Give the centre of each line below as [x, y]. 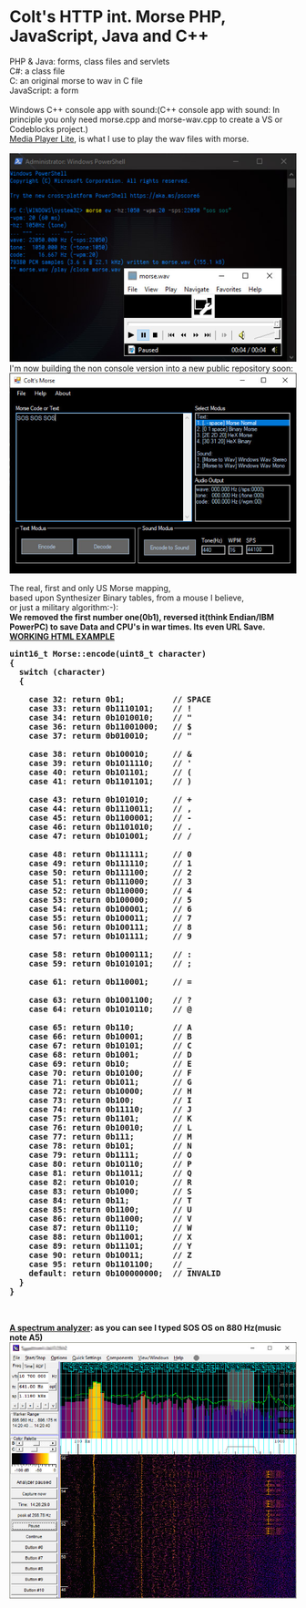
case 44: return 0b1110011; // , [111, 809]
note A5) [26, 1337]
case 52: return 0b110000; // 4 [111, 891]
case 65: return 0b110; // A [111, 1027]
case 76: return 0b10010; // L [111, 1127]
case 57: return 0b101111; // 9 [111, 936]
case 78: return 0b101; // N [111, 1146]
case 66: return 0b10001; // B [111, 1036]
